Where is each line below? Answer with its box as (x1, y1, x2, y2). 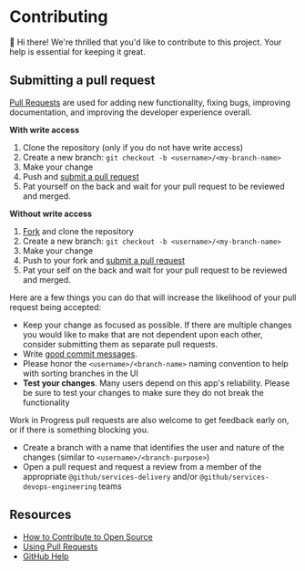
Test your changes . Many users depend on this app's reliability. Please (22, 377, 290, 389)
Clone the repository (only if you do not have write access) (22, 141, 244, 152)
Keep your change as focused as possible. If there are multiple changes (22, 319, 292, 330)
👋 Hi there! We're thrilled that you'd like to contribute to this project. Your (9, 36, 282, 47)
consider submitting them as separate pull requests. (22, 338, 219, 349)
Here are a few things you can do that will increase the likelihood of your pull (9, 292, 297, 303)
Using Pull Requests (22, 541, 98, 552)
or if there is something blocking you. (9, 424, 149, 435)
